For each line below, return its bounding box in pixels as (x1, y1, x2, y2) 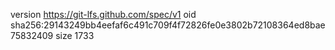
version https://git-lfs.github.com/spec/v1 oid (10, 9, 197, 20)
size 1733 (55, 30, 95, 41)
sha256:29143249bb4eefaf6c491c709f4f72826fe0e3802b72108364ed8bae (10, 19, 326, 31)
